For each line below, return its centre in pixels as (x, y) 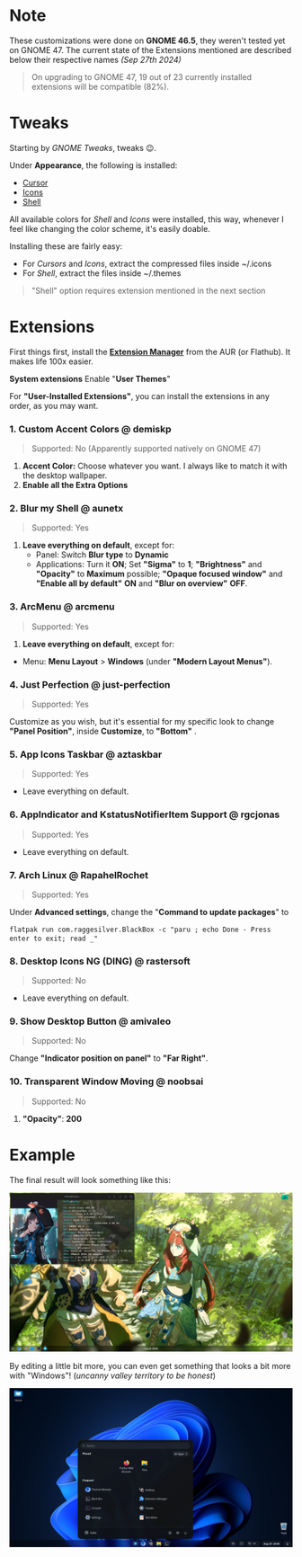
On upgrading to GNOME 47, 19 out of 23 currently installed (141, 76)
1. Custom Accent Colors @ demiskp (91, 429)
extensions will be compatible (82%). (100, 86)
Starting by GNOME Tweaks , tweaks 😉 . (83, 147)
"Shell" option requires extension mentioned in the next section (148, 290)
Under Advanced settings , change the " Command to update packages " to (149, 912)
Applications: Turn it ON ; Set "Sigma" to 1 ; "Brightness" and (149, 565)
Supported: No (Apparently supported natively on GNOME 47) (146, 449)
